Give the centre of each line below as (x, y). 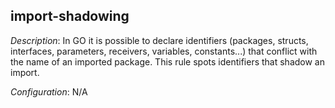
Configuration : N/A (49, 91)
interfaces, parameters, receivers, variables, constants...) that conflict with (164, 51)
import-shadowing (70, 16)
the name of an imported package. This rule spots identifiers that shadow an (168, 61)
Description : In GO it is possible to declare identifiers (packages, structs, (159, 40)
